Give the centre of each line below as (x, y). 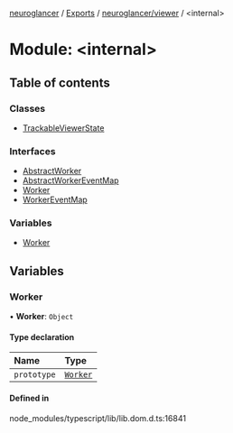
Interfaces (33, 151)
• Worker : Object (42, 317)
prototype (35, 375)
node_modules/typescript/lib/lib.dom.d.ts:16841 (98, 418)
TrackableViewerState (63, 128)
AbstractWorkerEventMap (70, 180)
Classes (28, 108)
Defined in (29, 398)
